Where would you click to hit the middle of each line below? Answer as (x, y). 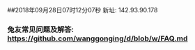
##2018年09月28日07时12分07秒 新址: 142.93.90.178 (83, 10)
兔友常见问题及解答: (41, 29)
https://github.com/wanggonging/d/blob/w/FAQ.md (97, 38)
